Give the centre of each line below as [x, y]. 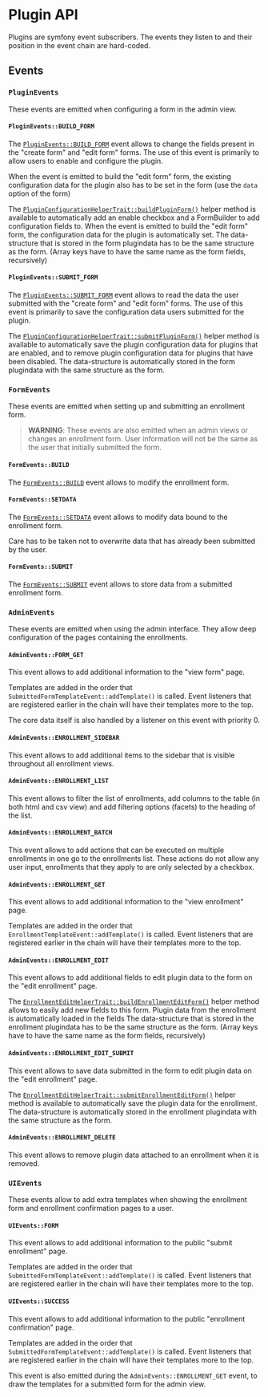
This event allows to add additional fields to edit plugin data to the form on [130, 977]
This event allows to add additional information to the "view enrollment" [126, 902]
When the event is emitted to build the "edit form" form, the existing [120, 176]
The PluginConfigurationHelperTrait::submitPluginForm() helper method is [134, 336]
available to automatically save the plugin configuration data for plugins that [133, 345]
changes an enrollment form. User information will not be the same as [143, 439]
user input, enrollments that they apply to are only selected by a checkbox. [131, 867]
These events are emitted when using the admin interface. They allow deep [132, 629]
